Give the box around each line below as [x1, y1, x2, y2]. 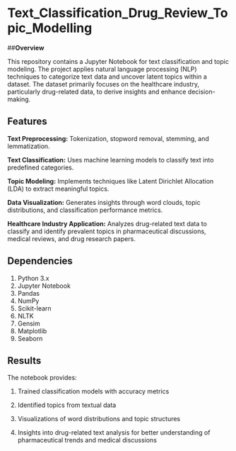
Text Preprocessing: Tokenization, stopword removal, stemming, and [7, 134, 210, 143]
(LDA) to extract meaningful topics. [7, 184, 110, 193]
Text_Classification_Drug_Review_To [7, 5, 228, 21]
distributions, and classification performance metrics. [7, 206, 163, 214]
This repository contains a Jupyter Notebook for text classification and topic [7, 57, 230, 65]
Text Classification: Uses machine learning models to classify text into [7, 155, 214, 164]
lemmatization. [7, 142, 51, 150]
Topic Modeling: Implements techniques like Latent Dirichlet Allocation [7, 177, 214, 185]
